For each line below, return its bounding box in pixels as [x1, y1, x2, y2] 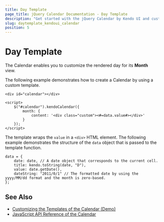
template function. [5, 145, 42, 151]
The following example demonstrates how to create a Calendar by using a [5, 77, 154, 83]
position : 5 [5, 25, 29, 30]
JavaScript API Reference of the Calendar [12, 211, 96, 217]
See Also [5, 193, 33, 202]
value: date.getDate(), [14, 167, 62, 172]
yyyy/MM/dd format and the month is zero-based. [5, 176, 106, 181]
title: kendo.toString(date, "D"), [14, 163, 86, 168]
